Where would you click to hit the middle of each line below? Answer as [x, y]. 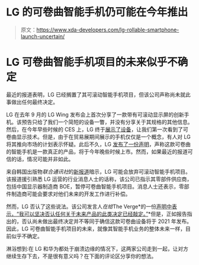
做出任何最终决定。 [34, 102]
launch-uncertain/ [43, 36]
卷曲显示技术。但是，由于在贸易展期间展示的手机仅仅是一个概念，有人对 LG [98, 136]
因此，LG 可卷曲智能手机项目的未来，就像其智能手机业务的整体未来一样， [96, 228]
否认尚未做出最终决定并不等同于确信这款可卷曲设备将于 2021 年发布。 [107, 221]
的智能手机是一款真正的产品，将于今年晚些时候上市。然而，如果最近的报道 [97, 151]
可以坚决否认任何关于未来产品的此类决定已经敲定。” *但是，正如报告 [106, 213]
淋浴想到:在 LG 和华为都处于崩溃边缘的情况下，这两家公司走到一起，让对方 [97, 248]
